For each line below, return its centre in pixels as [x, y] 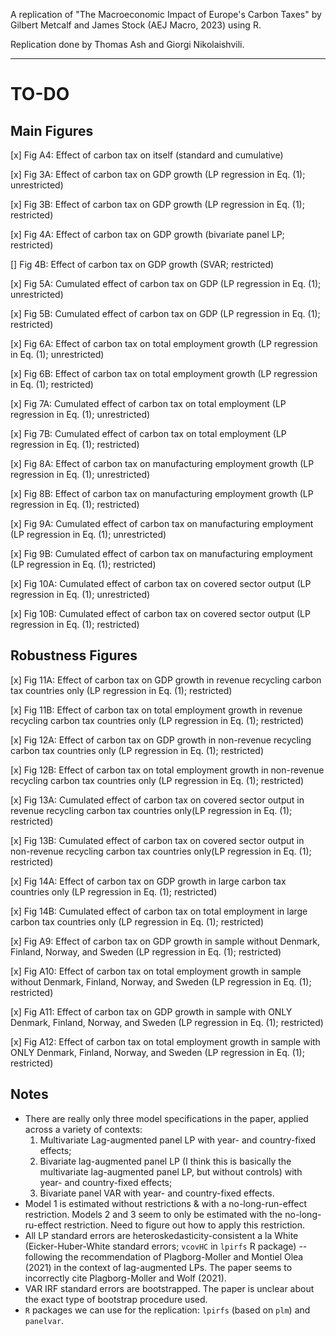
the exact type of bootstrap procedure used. [116, 1299]
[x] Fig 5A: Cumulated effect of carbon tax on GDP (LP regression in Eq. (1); [166, 283]
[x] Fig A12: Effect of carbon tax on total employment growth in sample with [165, 1041]
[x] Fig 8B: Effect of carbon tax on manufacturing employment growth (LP [162, 493]
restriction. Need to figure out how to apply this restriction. [184, 1225]
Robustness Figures [74, 655]
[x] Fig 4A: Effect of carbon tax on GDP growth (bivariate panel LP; [147, 234]
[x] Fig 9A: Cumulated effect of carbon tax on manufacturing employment [162, 523]
